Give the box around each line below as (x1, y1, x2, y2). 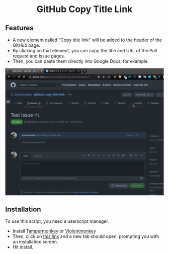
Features (5, 24, 34, 32)
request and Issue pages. (12, 53, 65, 59)
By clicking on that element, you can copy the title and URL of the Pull (12, 48, 157, 53)
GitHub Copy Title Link (36, 4, 133, 15)
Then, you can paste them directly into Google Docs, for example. (12, 58, 149, 64)
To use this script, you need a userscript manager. (5, 218, 109, 224)
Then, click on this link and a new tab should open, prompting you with (12, 233, 159, 239)
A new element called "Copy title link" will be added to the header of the (12, 37, 162, 43)
